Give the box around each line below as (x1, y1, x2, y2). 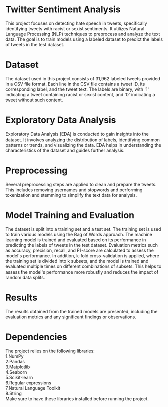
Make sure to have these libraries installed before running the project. (5, 395, 149, 402)
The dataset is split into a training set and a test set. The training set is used (5, 226, 161, 232)
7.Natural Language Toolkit (5, 385, 61, 391)
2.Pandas (5, 358, 25, 364)
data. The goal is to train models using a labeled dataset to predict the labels (5, 36, 163, 42)
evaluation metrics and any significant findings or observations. (5, 314, 136, 320)
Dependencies (5, 331, 67, 342)
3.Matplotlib (5, 364, 30, 370)
